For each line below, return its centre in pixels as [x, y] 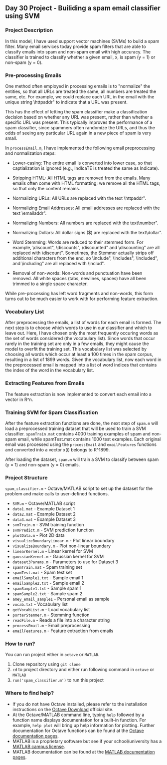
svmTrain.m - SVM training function [48, 525]
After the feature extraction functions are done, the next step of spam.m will [82, 423]
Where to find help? [29, 693]
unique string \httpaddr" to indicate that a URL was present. [67, 102]
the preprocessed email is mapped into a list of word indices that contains [81, 365]
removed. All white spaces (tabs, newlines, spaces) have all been [79, 278]
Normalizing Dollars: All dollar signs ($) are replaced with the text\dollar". [87, 232]
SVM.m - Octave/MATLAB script [44, 503]
